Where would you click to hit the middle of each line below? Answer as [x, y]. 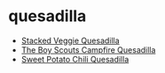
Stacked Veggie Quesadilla [71, 40]
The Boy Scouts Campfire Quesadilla [88, 49]
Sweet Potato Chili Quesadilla [75, 59]
